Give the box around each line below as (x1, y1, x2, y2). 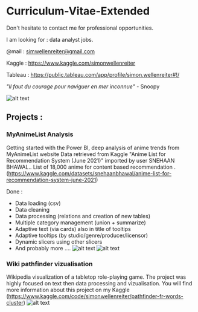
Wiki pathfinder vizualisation (6, 259, 93, 268)
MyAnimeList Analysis (6, 130, 74, 138)
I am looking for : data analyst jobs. (6, 36, 94, 43)
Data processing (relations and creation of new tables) (14, 212, 151, 219)
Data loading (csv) (14, 200, 62, 207)
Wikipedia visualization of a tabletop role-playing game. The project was (6, 273, 186, 281)
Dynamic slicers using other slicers (14, 238, 103, 245)
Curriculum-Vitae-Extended (6, 4, 150, 18)
